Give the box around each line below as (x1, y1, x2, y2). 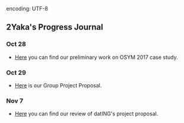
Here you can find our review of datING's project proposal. (14, 110, 158, 118)
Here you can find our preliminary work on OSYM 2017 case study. (14, 53, 178, 61)
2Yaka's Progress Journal (6, 22, 103, 32)
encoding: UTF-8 (6, 5, 49, 12)
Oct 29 (6, 68, 27, 77)
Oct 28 (6, 40, 27, 48)
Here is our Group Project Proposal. (14, 81, 102, 89)
